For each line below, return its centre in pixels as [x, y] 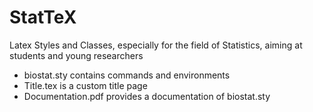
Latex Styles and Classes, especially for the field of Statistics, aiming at [156, 45]
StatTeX [43, 17]
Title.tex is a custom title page [85, 85]
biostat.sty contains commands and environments [127, 75]
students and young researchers [76, 55]
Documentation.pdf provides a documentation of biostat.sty [147, 96]
